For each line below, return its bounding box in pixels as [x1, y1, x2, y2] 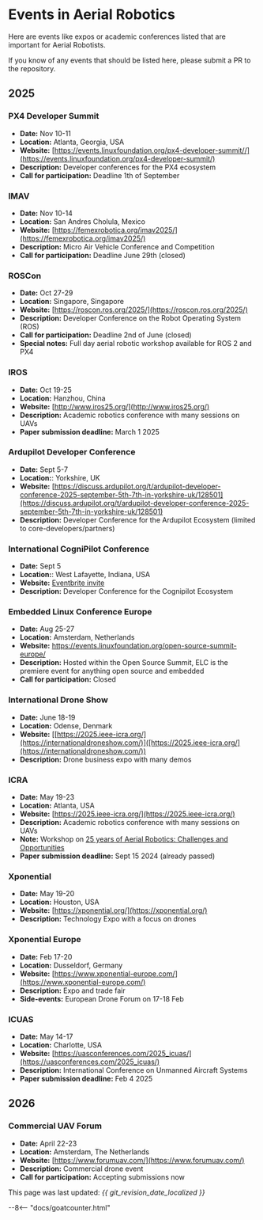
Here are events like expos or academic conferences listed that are [8, 32, 227, 41]
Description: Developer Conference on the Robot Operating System [19, 314, 242, 323]
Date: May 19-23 [19, 792, 75, 801]
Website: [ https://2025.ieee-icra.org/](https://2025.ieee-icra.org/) [19, 809, 235, 819]
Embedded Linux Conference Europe [8, 606, 152, 618]
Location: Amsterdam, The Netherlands [19, 1146, 150, 1157]
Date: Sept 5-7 [19, 465, 69, 474]
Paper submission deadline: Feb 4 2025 [19, 1074, 153, 1083]
